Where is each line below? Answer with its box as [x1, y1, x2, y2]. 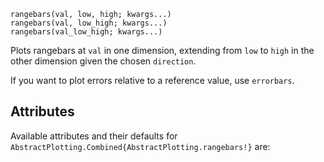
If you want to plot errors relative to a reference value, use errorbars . [10, 75, 295, 86]
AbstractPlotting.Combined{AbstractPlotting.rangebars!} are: [10, 140, 271, 152]
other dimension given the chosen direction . [10, 55, 197, 67]
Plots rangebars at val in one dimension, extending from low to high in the [10, 45, 315, 56]
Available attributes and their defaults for [10, 130, 178, 142]
